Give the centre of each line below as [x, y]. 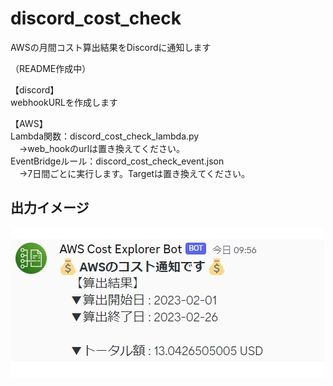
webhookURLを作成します [64, 102]
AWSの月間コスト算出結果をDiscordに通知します [111, 47]
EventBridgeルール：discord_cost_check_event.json [117, 161]
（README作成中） [51, 68]
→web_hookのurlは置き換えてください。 [101, 148]
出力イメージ [50, 208]
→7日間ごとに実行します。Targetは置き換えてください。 [134, 173]
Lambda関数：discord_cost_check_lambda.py [105, 136]
